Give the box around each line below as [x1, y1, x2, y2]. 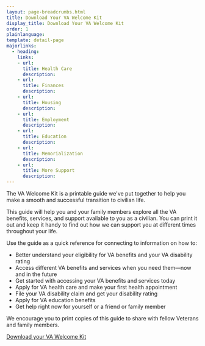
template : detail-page [6, 37, 64, 43]
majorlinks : [6, 43, 37, 49]
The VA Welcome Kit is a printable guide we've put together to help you [6, 190, 186, 197]
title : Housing [22, 99, 62, 105]
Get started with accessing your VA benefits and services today [15, 277, 176, 284]
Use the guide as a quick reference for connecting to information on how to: [6, 239, 197, 247]
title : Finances [22, 83, 64, 89]
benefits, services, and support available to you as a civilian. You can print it [6, 214, 198, 222]
